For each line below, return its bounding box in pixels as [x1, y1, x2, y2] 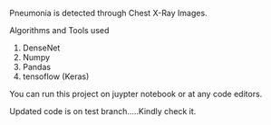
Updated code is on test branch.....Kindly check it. [9, 106, 197, 116]
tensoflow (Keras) [22, 71, 90, 82]
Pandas [22, 62, 52, 72]
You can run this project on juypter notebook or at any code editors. [9, 89, 263, 99]
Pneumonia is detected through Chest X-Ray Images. [9, 8, 208, 18]
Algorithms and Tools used [9, 25, 110, 35]
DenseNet [22, 42, 61, 53]
